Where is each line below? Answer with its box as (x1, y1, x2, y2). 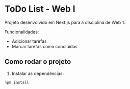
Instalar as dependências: (11, 71, 64, 76)
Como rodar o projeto (4, 57, 71, 66)
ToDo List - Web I (4, 3, 76, 15)
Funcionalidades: (4, 29, 39, 35)
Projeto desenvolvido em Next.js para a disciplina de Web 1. (4, 19, 126, 25)
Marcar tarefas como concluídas (11, 43, 78, 49)
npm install (4, 80, 29, 85)
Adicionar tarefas (11, 38, 47, 44)
